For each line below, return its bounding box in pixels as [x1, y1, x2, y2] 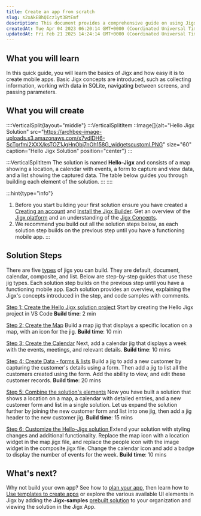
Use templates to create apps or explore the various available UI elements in [6, 490, 194, 498]
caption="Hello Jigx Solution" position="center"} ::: [6, 147, 133, 154]
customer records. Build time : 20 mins [6, 376, 102, 384]
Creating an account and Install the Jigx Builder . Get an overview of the [14, 208, 191, 215]
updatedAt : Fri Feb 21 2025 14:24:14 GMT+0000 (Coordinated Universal [6, 31, 186, 37]
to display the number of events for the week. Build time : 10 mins [6, 451, 167, 458]
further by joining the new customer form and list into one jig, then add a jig [6, 407, 192, 415]
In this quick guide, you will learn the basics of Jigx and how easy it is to [6, 69, 184, 76]
